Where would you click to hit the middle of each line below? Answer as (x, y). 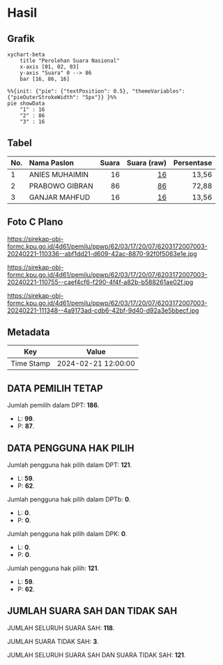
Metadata (29, 332)
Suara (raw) (147, 163)
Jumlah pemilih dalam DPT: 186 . (53, 405)
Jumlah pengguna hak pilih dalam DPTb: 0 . (69, 500)
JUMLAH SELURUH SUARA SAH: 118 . (61, 628)
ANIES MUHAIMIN (59, 174)
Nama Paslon (52, 163)
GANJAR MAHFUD (60, 197)
